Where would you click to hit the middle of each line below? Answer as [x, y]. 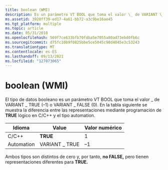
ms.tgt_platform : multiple [33, 24]
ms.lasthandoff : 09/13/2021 [34, 56]
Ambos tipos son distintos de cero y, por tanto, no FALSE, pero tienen [77, 157]
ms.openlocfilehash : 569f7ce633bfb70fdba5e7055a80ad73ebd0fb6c [72, 38]
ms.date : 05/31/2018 [27, 33]
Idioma [21, 128]
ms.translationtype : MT [30, 47]
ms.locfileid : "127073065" [33, 61]
